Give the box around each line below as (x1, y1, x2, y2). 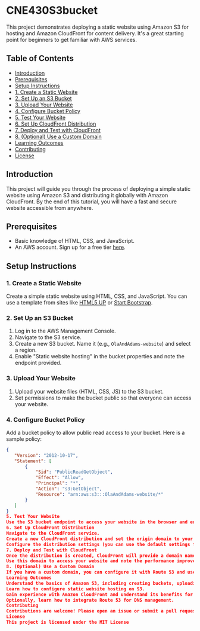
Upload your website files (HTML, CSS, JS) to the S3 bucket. (14, 388, 164, 395)
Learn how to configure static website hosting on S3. (6, 586, 145, 592)
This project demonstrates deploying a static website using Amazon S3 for (6, 23, 189, 31)
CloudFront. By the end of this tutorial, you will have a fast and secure (6, 198, 177, 205)
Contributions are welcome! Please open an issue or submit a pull (6, 608, 177, 614)
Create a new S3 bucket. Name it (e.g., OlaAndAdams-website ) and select (14, 340, 191, 347)
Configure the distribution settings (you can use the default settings (6, 541, 190, 547)
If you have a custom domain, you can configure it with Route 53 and (6, 569, 185, 575)
